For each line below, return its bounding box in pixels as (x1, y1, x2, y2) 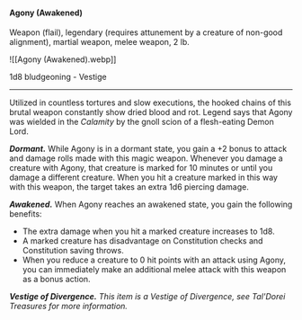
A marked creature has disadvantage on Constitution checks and (22, 236, 263, 246)
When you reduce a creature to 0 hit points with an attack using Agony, (22, 254, 286, 265)
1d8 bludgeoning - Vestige (9, 72, 107, 83)
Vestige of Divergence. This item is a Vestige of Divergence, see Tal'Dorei (9, 291, 286, 302)
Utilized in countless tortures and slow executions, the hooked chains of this (9, 97, 292, 108)
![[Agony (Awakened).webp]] (9, 54, 117, 65)
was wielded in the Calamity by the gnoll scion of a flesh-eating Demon (9, 117, 274, 128)
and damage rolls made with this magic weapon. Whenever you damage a (9, 153, 283, 164)
